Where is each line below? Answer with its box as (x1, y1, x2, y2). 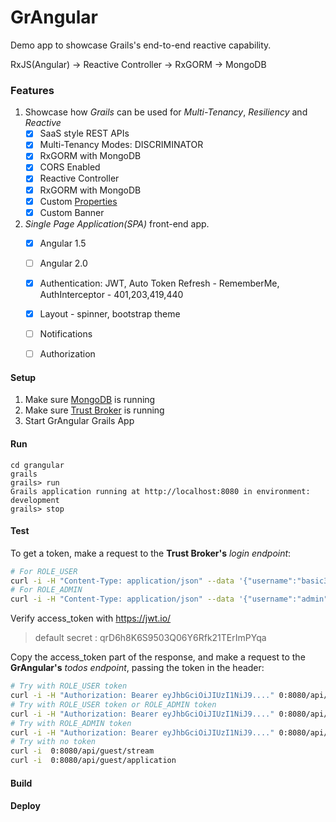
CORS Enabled (39, 161, 101, 173)
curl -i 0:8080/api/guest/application (10, 756, 177, 766)
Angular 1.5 (39, 237, 87, 249)
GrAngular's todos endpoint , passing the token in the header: (10, 662, 265, 674)
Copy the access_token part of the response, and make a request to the (10, 651, 306, 663)
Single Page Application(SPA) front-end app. (24, 217, 210, 230)
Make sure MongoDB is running (24, 394, 156, 406)
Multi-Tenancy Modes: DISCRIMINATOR (39, 139, 204, 151)
